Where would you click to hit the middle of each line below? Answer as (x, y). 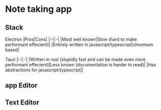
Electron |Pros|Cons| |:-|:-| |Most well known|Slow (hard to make (71, 39)
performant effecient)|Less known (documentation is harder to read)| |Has (81, 65)
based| (12, 50)
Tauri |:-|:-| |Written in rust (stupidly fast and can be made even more (75, 59)
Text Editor (22, 102)
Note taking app (39, 9)
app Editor (21, 85)
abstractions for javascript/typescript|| (44, 70)
